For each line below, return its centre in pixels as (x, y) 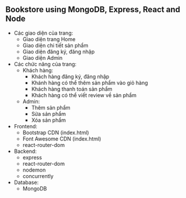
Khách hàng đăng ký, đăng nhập (70, 76)
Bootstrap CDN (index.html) (56, 132)
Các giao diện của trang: (43, 33)
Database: (26, 182)
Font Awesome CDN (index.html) (62, 139)
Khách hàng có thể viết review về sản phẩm (84, 95)
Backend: (25, 151)
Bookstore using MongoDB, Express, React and (93, 10)
